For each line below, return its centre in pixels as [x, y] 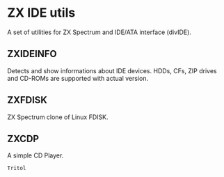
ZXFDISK [27, 100]
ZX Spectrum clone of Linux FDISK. [58, 117]
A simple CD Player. [35, 155]
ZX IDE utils [41, 13]
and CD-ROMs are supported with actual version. [78, 78]
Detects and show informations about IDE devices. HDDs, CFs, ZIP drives [112, 70]
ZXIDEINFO [32, 54]
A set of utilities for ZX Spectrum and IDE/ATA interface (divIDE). [99, 32]
